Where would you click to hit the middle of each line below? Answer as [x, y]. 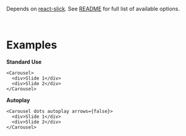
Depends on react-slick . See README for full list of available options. [93, 9]
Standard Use [24, 62]
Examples [32, 45]
